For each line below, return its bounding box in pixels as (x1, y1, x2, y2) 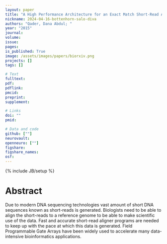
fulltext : (5, 77, 26, 81)
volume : (5, 35, 21, 40)
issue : (5, 40, 19, 45)
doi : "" (5, 113, 21, 118)
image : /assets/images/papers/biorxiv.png (5, 53, 94, 59)
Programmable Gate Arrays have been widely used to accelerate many (5, 228, 150, 234)
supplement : (5, 99, 30, 104)
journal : (5, 30, 23, 35)
